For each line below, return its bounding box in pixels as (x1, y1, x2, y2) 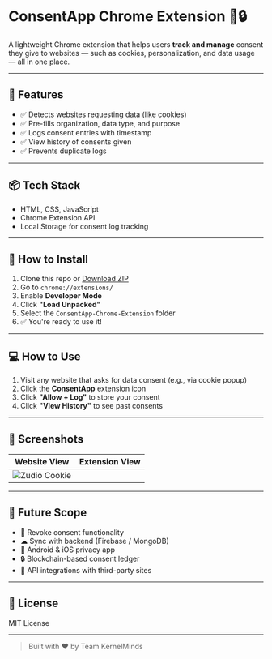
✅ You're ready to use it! (19, 317, 103, 327)
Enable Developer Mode (19, 291, 103, 301)
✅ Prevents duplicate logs (19, 146, 107, 156)
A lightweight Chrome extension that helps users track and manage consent (8, 39, 264, 49)
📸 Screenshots (8, 432, 84, 446)
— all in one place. (8, 57, 70, 66)
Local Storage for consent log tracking (19, 221, 149, 231)
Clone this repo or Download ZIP (19, 274, 130, 284)
